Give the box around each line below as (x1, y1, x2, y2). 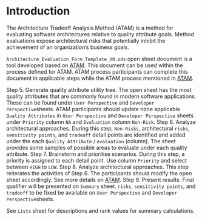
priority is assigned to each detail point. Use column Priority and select (6, 157, 187, 164)
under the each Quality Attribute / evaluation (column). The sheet (6, 137, 176, 144)
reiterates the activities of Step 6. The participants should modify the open (6, 169, 192, 176)
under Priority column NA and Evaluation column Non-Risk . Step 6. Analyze (6, 118, 196, 125)
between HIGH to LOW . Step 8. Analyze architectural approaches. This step (6, 163, 189, 170)
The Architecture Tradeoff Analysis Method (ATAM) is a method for (6, 24, 174, 31)
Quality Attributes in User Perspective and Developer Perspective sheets (6, 112, 194, 119)
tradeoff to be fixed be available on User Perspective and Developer (6, 189, 178, 196)
